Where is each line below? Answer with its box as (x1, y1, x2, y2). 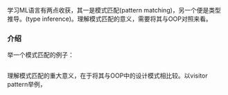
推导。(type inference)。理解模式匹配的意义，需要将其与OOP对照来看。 (7, 15, 213, 23)
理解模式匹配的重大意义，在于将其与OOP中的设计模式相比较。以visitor (7, 71, 208, 80)
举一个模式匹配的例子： (7, 51, 74, 59)
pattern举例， (7, 80, 46, 89)
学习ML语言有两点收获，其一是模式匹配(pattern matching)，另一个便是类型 (7, 6, 222, 14)
